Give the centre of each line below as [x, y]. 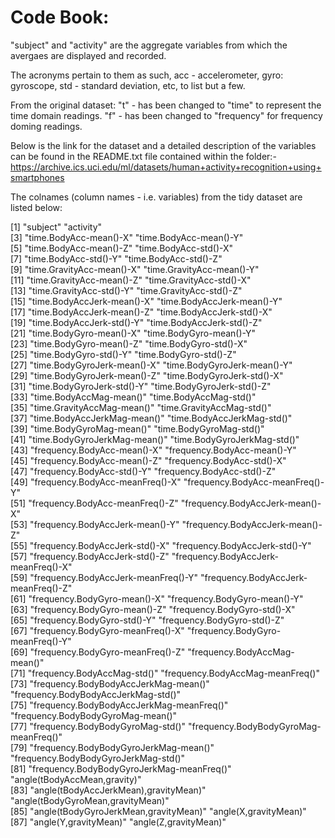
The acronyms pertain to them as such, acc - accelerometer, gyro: [147, 75]
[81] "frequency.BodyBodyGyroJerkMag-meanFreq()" [121, 768]
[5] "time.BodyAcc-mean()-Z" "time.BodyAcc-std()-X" [122, 248]
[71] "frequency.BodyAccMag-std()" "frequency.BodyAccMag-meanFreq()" [165, 673]
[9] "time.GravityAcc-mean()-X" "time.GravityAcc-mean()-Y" [135, 269]
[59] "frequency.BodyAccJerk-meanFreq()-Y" [104, 577]
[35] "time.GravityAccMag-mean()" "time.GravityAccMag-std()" [141, 407]
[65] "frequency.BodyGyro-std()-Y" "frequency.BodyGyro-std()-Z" [147, 620]
